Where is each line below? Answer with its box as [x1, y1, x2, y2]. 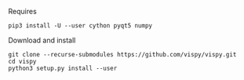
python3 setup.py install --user [8, 64, 118, 72]
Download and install [8, 35, 76, 45]
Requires [8, 7, 37, 16]
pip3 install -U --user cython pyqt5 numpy [8, 22, 153, 30]
